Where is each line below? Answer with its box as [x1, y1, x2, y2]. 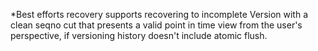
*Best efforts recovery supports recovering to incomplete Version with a [10, 9, 309, 20]
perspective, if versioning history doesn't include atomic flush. [10, 30, 268, 41]
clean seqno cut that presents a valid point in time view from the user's [10, 19, 303, 31]
